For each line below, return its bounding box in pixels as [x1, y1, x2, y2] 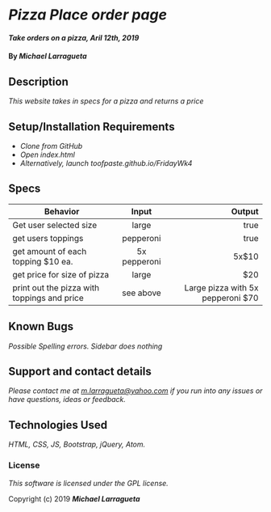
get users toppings [12, 232, 84, 243]
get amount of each [12, 245, 87, 256]
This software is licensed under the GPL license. [8, 478, 169, 488]
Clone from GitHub [19, 142, 83, 150]
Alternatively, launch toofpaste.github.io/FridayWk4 [19, 159, 193, 167]
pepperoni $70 [201, 292, 259, 303]
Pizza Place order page [8, 6, 168, 24]
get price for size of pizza [12, 269, 110, 280]
